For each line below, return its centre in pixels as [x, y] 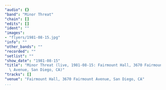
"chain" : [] [17, 19]
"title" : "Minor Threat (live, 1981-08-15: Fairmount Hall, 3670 [73, 65]
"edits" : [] [17, 24]
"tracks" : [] [18, 75]
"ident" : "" [17, 28]
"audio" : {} [17, 10]
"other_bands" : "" [24, 47]
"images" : [15, 33]
